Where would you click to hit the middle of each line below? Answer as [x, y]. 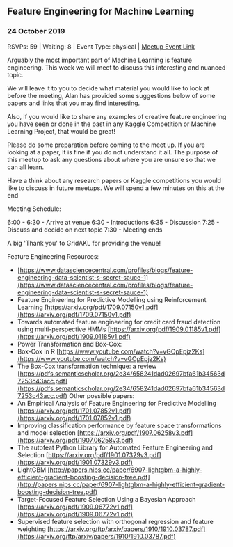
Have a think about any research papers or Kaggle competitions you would [114, 180]
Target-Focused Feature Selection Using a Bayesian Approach [106, 499]
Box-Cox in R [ [38, 351]
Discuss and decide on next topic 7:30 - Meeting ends [85, 230]
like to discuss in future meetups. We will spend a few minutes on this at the [116, 188]
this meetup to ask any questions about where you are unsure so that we [111, 159]
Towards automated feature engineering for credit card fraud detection [119, 322]
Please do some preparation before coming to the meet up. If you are [106, 145]
